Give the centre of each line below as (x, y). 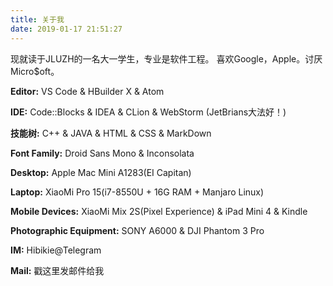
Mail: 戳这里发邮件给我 (57, 270)
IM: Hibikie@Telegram (56, 250)
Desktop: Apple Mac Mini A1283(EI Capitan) (101, 172)
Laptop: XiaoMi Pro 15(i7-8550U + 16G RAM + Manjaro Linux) (137, 192)
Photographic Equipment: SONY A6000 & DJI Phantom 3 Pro (137, 230)
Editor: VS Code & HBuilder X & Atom (87, 91)
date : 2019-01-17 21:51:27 (66, 29)
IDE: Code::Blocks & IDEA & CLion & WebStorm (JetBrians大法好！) (148, 112)
